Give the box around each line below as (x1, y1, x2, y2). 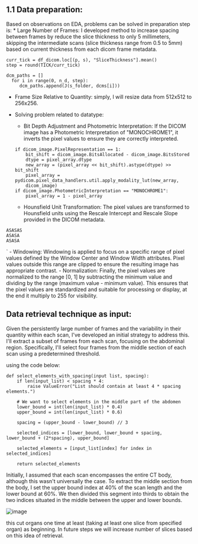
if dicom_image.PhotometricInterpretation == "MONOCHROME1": (14, 187, 169, 194)
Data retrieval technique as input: (6, 309, 132, 319)
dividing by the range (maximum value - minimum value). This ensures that (6, 279, 189, 286)
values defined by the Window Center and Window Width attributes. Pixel (6, 254, 185, 261)
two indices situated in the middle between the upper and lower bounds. (6, 496, 183, 503)
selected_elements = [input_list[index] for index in (17, 445, 152, 451)
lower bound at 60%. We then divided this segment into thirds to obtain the (6, 490, 189, 497)
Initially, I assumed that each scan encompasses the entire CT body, (6, 471, 173, 478)
